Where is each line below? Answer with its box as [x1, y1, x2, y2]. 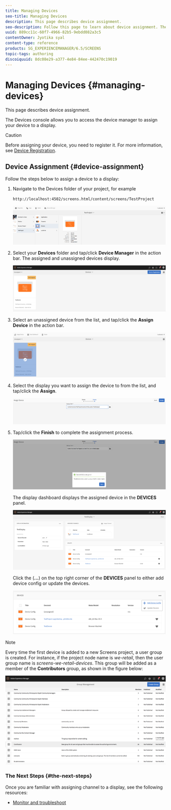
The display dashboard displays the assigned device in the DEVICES [12, 494, 157, 500]
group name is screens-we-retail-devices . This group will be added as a [5, 660, 157, 666]
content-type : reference [5, 41, 58, 46]
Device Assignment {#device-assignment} [5, 162, 144, 171]
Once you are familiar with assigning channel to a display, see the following [5, 784, 163, 790]
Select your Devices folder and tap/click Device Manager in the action [12, 250, 161, 256]
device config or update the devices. [12, 580, 90, 586]
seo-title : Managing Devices [5, 13, 67, 19]
